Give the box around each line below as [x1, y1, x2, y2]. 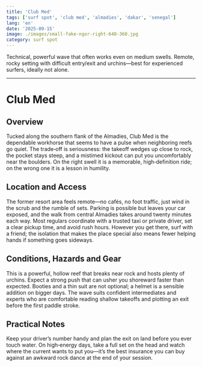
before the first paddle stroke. [6, 301, 80, 309]
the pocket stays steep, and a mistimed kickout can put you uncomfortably [6, 152, 191, 159]
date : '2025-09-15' [6, 25, 55, 32]
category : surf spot [6, 37, 58, 43]
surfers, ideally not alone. [6, 66, 69, 73]
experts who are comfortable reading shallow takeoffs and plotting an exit [6, 295, 189, 303]
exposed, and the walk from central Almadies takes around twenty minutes [6, 211, 192, 218]
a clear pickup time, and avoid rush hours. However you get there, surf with [6, 223, 194, 230]
